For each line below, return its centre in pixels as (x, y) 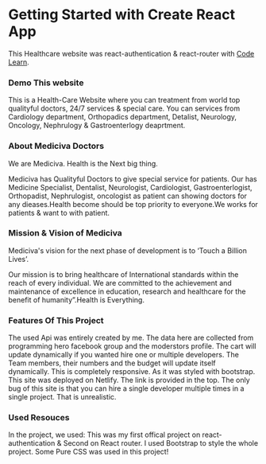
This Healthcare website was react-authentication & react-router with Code (131, 53)
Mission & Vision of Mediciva (66, 233)
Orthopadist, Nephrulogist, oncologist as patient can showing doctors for (128, 196)
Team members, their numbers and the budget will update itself (112, 363)
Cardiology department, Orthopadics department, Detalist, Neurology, (122, 117)
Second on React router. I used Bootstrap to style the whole (161, 443)
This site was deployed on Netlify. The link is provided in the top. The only (129, 380)
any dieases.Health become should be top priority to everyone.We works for (133, 204)
